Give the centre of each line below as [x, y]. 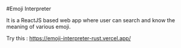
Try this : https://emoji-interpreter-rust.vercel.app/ [68, 38]
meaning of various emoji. [39, 27]
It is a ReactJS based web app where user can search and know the [91, 20]
